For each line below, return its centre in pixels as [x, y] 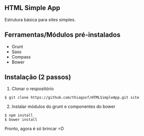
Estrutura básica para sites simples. [40, 19]
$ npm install [19, 116]
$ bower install [21, 120]
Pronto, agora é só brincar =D [34, 129]
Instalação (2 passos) [38, 77]
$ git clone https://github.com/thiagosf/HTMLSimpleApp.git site [72, 98]
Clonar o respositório [32, 89]
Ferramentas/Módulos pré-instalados [63, 35]
